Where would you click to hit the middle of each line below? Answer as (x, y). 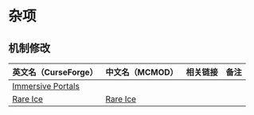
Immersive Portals (46, 86)
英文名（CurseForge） (55, 72)
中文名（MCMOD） (142, 72)
